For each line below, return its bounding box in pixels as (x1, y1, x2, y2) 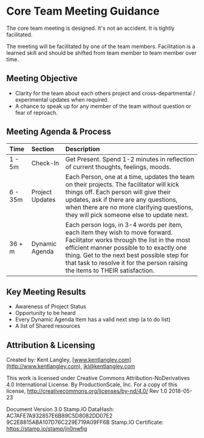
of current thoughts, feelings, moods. (65, 163, 171, 171)
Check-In (31, 158, 59, 167)
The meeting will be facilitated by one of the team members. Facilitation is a (6, 43, 195, 50)
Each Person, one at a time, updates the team (65, 172, 195, 181)
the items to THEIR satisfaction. (65, 266, 155, 275)
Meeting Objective (6, 73, 78, 83)
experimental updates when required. (15, 96, 109, 103)
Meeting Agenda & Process (6, 127, 111, 137)
